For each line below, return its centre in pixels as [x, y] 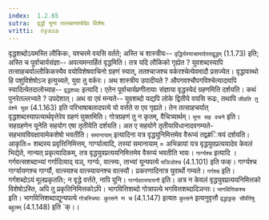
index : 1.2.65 [34, 16]
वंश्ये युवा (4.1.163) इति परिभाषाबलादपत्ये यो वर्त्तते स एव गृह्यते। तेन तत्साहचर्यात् [108, 108]
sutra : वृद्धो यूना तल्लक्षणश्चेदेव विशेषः [57, 23]
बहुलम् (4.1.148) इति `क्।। [44, 207]
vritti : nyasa [34, 31]
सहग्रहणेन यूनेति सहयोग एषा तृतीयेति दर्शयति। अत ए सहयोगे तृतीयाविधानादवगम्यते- [111, 126]
